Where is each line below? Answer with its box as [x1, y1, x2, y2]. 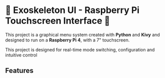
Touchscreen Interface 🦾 [5, 15, 110, 26]
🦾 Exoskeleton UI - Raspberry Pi [5, 4, 139, 16]
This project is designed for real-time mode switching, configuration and [5, 46, 155, 52]
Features [5, 66, 34, 75]
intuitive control [5, 52, 38, 58]
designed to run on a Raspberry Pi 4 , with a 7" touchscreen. [5, 37, 130, 43]
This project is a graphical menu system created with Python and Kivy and [5, 31, 160, 37]
